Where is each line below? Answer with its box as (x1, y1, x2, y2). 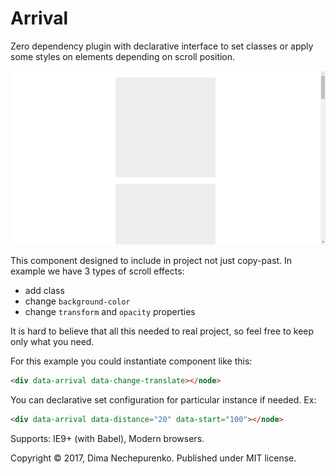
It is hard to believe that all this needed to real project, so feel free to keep (10, 325, 315, 337)
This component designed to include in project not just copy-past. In (10, 255, 293, 267)
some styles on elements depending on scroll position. (10, 50, 236, 62)
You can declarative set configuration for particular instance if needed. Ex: (10, 394, 317, 406)
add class (24, 285, 65, 297)
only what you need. (10, 336, 95, 348)
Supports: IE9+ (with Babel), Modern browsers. (10, 433, 205, 445)
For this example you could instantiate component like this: (10, 355, 253, 367)
